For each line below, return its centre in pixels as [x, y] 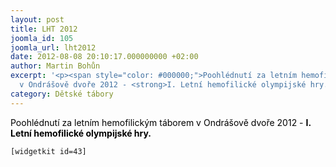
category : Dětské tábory [62, 94]
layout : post [37, 19]
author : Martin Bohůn [55, 66]
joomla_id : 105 [42, 38]
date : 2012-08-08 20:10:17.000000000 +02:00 [104, 57]
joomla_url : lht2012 [53, 47]
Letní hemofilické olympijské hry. [81, 133]
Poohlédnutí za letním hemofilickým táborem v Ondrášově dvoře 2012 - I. [161, 122]
